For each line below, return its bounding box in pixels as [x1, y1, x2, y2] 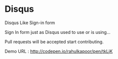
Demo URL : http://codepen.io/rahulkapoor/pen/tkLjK [4, 48, 113, 54]
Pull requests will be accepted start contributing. [4, 38, 104, 45]
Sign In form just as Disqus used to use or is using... [4, 29, 111, 35]
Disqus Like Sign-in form [4, 20, 56, 26]
